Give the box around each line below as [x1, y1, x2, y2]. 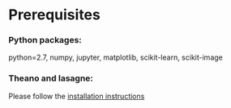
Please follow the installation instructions [8, 91, 145, 101]
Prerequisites [8, 6, 101, 24]
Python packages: [8, 35, 83, 46]
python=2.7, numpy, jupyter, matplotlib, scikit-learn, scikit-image [8, 52, 223, 62]
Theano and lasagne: [8, 73, 93, 84]
